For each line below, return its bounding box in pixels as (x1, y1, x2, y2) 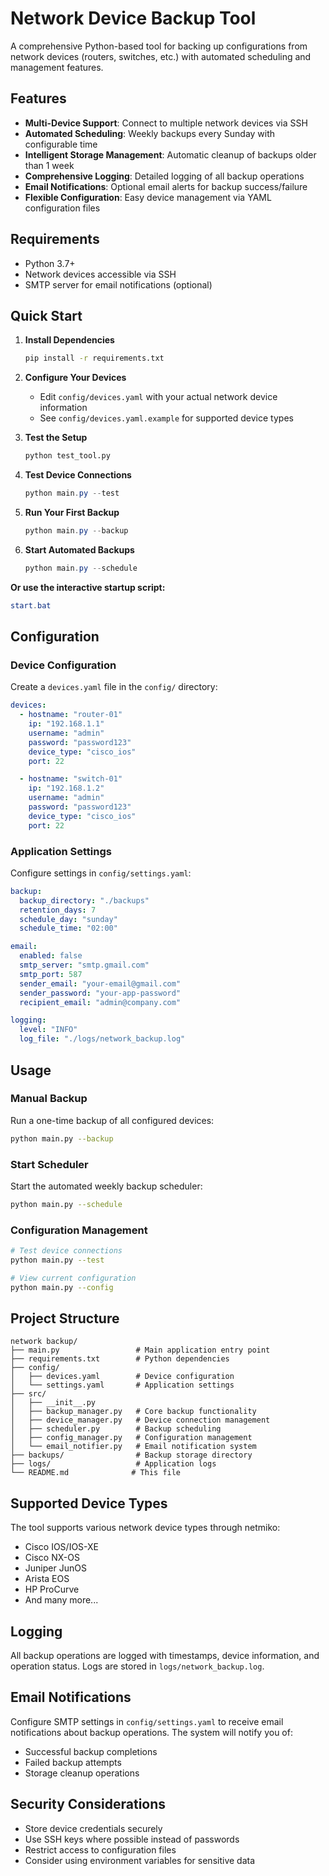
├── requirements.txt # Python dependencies (10, 1354, 230, 1364)
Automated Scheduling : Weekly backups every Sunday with (24, 127, 276, 139)
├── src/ (10, 1389, 47, 1399)
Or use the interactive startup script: (10, 581, 166, 593)
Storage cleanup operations (24, 1767, 140, 1779)
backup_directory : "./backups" (19, 895, 150, 906)
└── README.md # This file (10, 1468, 182, 1478)
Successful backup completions (24, 1745, 158, 1757)
